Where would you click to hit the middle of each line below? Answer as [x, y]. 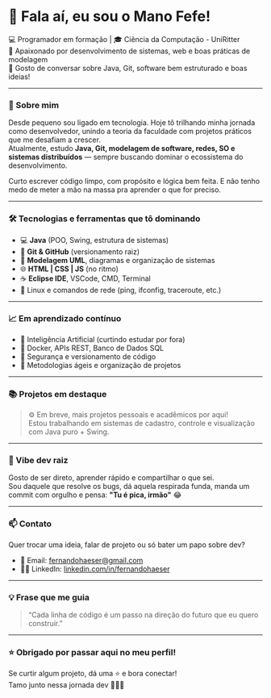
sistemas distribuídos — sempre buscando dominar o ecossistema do [126, 157]
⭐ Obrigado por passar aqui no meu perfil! [92, 652]
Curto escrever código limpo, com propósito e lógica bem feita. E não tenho [134, 182]
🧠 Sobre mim [33, 105]
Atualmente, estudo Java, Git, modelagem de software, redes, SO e [122, 148]
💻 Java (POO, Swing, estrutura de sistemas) [94, 240]
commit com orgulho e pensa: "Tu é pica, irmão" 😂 [95, 495]
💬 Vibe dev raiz [38, 461]
